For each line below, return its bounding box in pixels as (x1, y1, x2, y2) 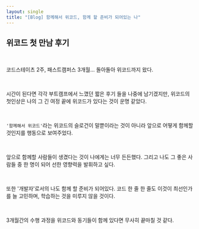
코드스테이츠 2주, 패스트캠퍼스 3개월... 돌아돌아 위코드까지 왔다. (6, 66, 153, 73)
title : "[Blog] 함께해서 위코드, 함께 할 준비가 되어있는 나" (6, 14, 141, 20)
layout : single (6, 8, 44, 15)
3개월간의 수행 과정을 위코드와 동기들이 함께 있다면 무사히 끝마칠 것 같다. (6, 217, 174, 224)
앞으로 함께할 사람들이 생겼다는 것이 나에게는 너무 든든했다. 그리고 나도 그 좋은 (6, 153, 187, 161)
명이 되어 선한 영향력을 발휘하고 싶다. (29, 161, 116, 168)
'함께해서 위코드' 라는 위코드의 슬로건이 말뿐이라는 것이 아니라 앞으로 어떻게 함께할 (6, 122, 194, 129)
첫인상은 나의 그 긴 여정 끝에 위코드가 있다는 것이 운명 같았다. (6, 98, 147, 105)
